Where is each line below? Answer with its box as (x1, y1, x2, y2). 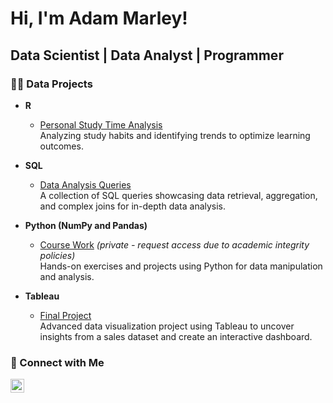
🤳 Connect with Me (10, 355, 105, 369)
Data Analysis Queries (39, 178, 132, 191)
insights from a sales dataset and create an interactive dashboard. (39, 330, 313, 342)
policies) (39, 249, 76, 261)
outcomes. (39, 140, 84, 152)
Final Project (39, 309, 92, 321)
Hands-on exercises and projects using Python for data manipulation (39, 260, 323, 272)
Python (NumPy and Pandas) (24, 219, 148, 231)
